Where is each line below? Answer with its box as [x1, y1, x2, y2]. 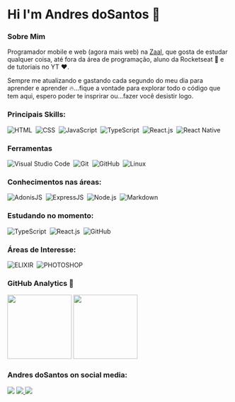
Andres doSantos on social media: [7, 370, 127, 380]
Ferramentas [7, 143, 53, 153]
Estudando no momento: [7, 211, 94, 221]
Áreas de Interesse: [7, 244, 76, 254]
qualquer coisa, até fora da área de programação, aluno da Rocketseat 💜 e [7, 55, 224, 64]
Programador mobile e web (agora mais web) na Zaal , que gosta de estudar [7, 47, 228, 56]
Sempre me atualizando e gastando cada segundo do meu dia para [7, 76, 204, 85]
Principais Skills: [7, 110, 66, 120]
